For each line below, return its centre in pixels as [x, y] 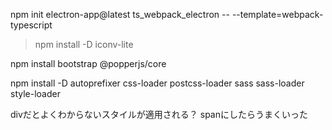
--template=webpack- [277, 14]
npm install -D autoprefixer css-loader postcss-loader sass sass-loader [157, 83]
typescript [31, 25]
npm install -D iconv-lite [84, 44]
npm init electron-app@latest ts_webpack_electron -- [120, 14]
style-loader [35, 93]
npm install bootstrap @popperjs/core [88, 63]
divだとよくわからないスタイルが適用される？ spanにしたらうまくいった [159, 114]
